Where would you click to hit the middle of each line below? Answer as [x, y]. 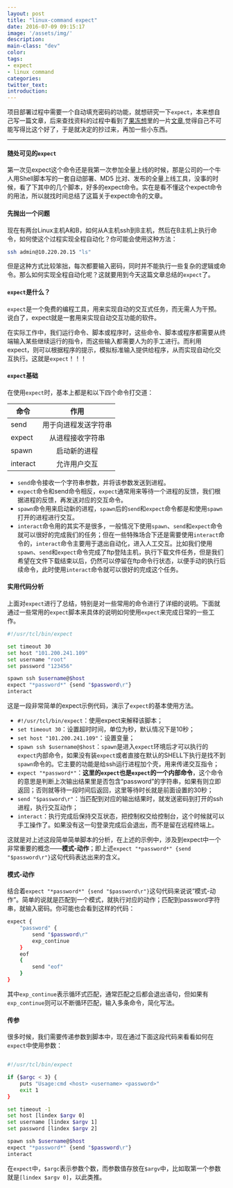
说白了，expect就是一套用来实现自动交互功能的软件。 [84, 317]
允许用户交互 [77, 464]
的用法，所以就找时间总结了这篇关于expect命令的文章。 [87, 196]
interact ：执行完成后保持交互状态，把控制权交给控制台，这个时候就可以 [121, 816]
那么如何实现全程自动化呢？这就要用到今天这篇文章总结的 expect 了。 [116, 275]
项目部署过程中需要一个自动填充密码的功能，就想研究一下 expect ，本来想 [111, 112]
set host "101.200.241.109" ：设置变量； [76, 738]
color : [17, 53]
